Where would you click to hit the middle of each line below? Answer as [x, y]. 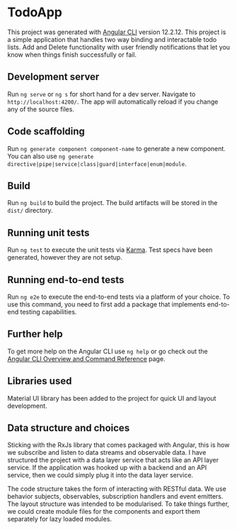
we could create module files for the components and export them [104, 512]
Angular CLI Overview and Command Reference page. [86, 358]
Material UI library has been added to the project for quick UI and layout [112, 398]
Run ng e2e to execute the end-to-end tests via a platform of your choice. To [119, 297]
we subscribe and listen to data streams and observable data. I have [107, 453]
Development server [53, 77]
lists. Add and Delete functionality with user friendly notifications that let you [119, 47]
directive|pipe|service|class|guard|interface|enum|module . [97, 163]
